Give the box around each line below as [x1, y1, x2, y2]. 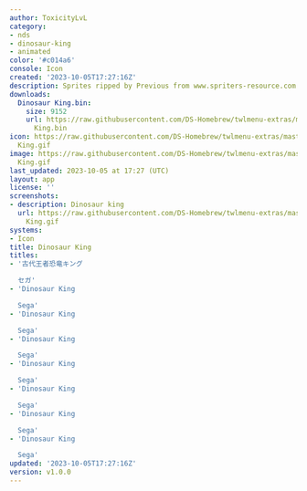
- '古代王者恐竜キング [9, 259, 84, 269]
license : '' [9, 183, 55, 193]
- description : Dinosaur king [9, 200, 125, 210]
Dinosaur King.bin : [17, 98, 92, 108]
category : [9, 22, 48, 31]
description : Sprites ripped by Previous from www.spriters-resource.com [9, 81, 297, 90]
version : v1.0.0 [9, 467, 71, 477]
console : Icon [9, 65, 64, 74]
